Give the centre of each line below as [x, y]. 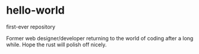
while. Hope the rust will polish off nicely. [56, 45]
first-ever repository [31, 27]
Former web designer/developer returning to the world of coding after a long [100, 38]
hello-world [36, 10]
